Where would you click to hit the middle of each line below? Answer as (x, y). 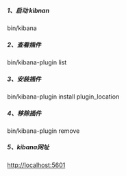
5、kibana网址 (28, 147)
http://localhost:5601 (36, 165)
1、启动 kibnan (28, 10)
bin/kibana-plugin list (37, 62)
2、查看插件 (24, 45)
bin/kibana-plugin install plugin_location (63, 97)
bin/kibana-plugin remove (43, 131)
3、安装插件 (24, 79)
